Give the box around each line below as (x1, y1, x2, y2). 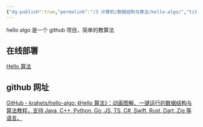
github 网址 (6, 82, 50, 93)
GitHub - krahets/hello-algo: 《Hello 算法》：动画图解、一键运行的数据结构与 (6, 99, 192, 106)
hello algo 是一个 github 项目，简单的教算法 (6, 26, 115, 33)
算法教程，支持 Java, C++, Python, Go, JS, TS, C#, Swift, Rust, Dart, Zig (6, 107, 185, 114)
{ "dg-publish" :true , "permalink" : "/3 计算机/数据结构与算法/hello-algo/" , (6, 8, 187, 15)
